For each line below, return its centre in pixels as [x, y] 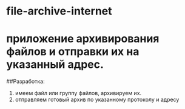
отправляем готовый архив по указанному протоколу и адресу [97, 100]
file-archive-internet [59, 11]
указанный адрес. [55, 64]
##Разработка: [25, 81]
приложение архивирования [83, 39]
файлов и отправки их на [73, 52]
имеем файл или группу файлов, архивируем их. [78, 93]
